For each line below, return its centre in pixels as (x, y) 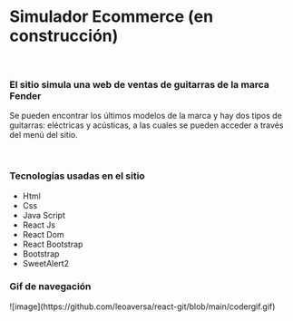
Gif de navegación (50, 287)
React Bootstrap (53, 244)
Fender (25, 95)
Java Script (44, 215)
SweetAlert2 (46, 263)
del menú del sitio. (44, 135)
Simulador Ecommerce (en (112, 17)
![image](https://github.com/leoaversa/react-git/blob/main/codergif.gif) (142, 306)
